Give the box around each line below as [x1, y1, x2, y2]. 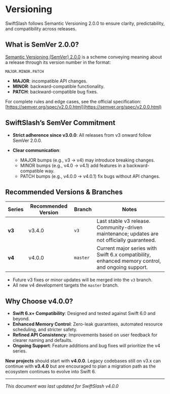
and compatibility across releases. [5, 25, 77, 31]
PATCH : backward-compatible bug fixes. [12, 89, 98, 95]
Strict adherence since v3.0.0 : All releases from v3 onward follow [12, 132, 152, 138]
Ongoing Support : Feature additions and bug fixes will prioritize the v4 [12, 343, 160, 349]
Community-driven [97, 224, 143, 231]
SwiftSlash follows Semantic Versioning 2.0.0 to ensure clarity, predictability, [5, 20, 165, 26]
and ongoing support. [97, 264, 148, 271]
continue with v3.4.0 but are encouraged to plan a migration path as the [5, 363, 156, 369]
